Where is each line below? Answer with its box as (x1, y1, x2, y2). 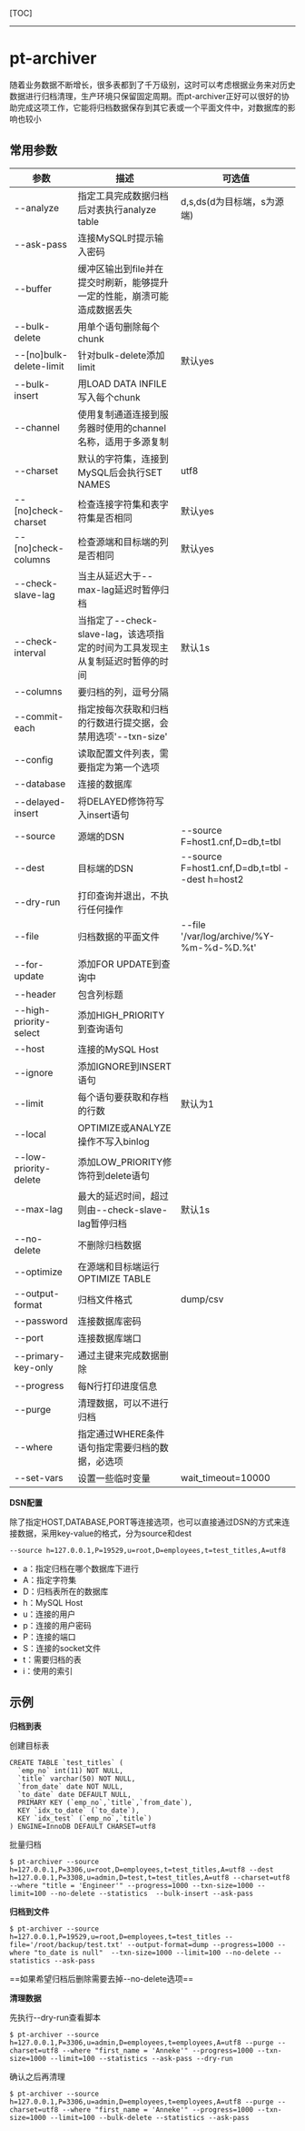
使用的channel (104, 421, 166, 434)
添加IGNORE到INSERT (77, 1060, 172, 1072)
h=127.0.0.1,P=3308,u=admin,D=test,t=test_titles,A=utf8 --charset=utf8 (9, 1872, 290, 1882)
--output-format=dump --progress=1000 (126, 1940, 274, 1949)
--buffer (14, 282, 53, 295)
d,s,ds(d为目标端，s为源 (180, 195, 284, 208)
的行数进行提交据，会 (77, 716, 170, 729)
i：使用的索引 (22, 1665, 74, 1676)
